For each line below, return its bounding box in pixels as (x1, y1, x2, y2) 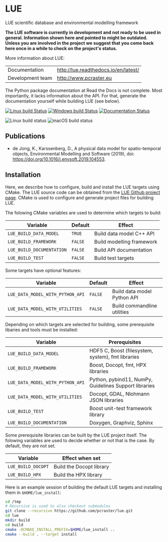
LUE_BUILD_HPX (7, 472, 41, 477)
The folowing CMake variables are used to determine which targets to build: (5, 209, 161, 216)
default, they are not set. (5, 443, 56, 449)
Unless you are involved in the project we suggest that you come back (5, 40, 154, 46)
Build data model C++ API (94, 230, 155, 237)
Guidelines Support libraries (89, 382, 155, 389)
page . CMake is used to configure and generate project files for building (5, 194, 154, 201)
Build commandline (112, 302, 157, 309)
